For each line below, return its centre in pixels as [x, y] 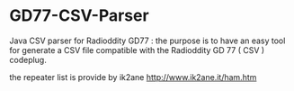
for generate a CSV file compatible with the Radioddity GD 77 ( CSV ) [137, 50]
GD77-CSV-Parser [80, 16]
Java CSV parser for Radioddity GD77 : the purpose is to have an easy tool [147, 41]
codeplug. [28, 59]
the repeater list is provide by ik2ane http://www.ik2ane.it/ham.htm [133, 77]
